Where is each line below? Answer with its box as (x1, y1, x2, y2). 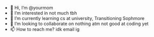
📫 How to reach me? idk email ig (10, 26, 80, 32)
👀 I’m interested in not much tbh (10, 10, 77, 16)
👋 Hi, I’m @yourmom (10, 5, 53, 10)
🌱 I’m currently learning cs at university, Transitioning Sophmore (10, 15, 145, 21)
